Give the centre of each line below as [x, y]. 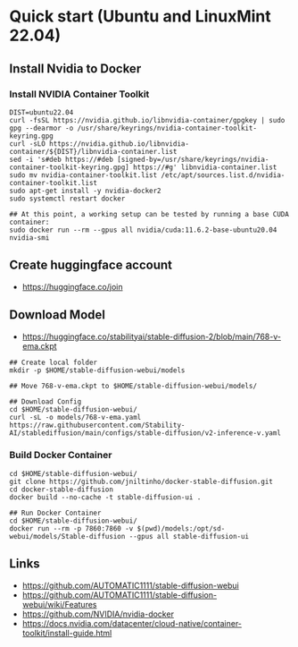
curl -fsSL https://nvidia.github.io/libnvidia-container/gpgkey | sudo [147, 120]
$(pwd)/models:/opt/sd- [181, 528]
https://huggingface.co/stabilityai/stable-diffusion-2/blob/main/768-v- [151, 336]
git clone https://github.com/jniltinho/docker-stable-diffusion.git [141, 481]
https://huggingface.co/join [72, 286]
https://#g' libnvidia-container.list [205, 167]
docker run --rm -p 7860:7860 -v [71, 528]
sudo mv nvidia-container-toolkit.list [83, 175]
